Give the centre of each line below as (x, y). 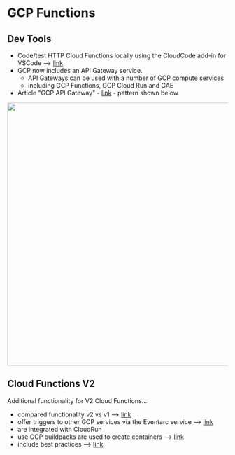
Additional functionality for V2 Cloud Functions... (77, 400)
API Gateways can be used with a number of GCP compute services (126, 78)
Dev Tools (29, 39)
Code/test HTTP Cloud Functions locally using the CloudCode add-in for (122, 55)
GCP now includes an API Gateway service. (80, 70)
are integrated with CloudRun (59, 429)
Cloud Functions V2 (51, 384)
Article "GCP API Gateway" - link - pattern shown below (98, 93)
